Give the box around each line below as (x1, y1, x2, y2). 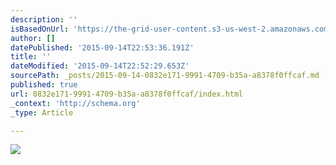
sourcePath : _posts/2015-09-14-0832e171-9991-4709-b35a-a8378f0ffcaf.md (10, 71, 320, 81)
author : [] (10, 33, 56, 43)
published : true (10, 80, 78, 90)
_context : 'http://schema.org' (10, 98, 141, 108)
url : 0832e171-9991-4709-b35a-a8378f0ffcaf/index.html (10, 89, 244, 99)
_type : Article (10, 107, 74, 118)
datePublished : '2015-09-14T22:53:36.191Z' (10, 42, 195, 53)
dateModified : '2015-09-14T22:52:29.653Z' (10, 61, 190, 71)
